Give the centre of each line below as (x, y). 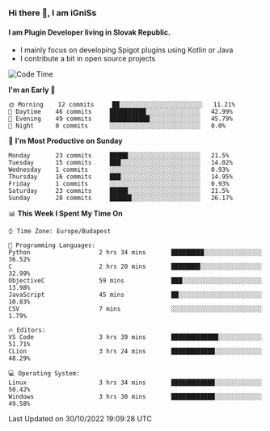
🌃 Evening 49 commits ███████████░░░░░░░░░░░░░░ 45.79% (120, 119)
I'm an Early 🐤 (32, 90)
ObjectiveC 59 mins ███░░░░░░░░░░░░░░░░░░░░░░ (135, 281)
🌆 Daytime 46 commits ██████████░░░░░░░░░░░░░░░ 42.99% (120, 112)
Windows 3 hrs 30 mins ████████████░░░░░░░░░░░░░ (135, 397)
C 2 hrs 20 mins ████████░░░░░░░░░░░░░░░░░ (135, 267)
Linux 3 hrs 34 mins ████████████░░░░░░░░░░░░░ (135, 383)
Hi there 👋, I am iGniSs (53, 13)
